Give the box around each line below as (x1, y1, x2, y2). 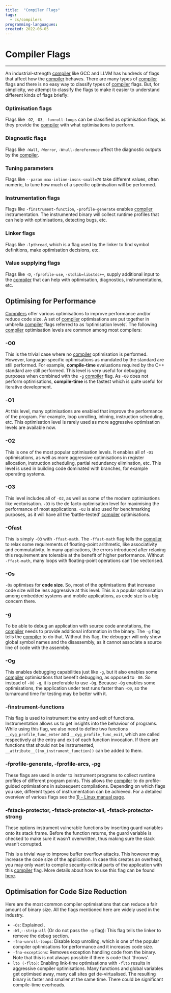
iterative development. (5, 383, 52, 390)
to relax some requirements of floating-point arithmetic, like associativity (5, 541, 158, 548)
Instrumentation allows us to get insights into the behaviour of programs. (5, 720, 158, 727)
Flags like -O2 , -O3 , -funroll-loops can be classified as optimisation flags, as (5, 116, 166, 123)
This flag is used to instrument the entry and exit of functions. (5, 715, 135, 721)
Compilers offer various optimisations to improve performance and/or (5, 310, 151, 316)
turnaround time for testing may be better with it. (5, 690, 107, 697)
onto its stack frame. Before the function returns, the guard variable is (5, 830, 152, 836)
